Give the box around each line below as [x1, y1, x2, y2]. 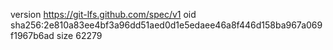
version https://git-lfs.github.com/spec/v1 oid [10, 9, 197, 20]
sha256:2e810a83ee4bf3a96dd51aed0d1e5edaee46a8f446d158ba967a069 [10, 19, 323, 31]
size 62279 [56, 30, 103, 41]
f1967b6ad [10, 30, 55, 41]
